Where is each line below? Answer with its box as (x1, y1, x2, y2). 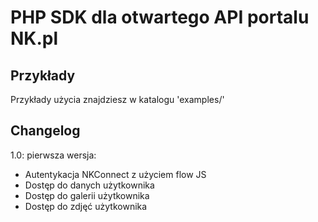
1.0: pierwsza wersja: (10, 149, 97, 161)
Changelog (10, 122, 81, 140)
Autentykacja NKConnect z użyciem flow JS (24, 168, 207, 180)
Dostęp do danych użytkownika (24, 179, 155, 191)
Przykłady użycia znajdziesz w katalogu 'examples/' (10, 94, 225, 105)
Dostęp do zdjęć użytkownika (24, 200, 148, 212)
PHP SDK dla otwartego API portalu (10, 6, 310, 29)
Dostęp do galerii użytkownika (24, 189, 150, 201)
